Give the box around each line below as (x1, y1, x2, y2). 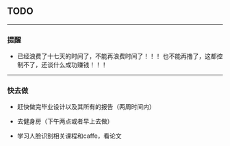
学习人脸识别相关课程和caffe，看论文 (16, 132, 122, 140)
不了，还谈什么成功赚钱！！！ (23, 61, 107, 69)
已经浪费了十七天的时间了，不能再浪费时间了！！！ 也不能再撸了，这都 (16, 52, 217, 60)
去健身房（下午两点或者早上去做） (16, 117, 114, 125)
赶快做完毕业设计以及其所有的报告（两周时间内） (16, 103, 155, 111)
